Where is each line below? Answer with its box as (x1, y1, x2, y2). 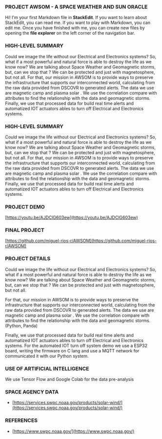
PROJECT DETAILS (5, 255, 51, 262)
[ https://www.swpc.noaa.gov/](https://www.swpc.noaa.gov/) (12, 428, 135, 434)
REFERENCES (5, 417, 38, 424)
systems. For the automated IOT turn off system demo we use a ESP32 (5, 343, 148, 348)
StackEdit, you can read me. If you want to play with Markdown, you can (5, 20, 150, 25)
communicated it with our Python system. (5, 353, 89, 359)
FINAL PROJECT (5, 227, 45, 233)
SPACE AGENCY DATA (5, 389, 59, 395)
